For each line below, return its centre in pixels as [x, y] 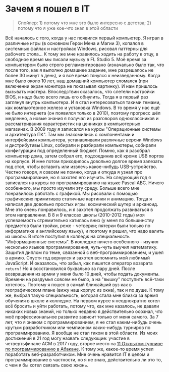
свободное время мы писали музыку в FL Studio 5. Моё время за [76, 59]
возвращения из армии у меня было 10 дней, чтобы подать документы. [82, 274]
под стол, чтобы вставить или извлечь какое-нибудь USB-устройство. [81, 167]
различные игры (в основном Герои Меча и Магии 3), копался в [74, 43]
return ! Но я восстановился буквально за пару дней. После [70, 269]
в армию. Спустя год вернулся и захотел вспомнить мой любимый [78, 257]
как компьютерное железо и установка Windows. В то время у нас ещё [82, 108]
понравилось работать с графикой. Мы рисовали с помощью [71, 193]
